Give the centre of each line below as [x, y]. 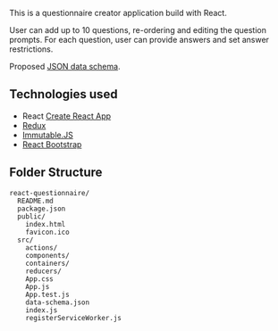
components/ [47, 255]
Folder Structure [56, 173]
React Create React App [67, 116]
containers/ [47, 263]
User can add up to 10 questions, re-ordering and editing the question [138, 30]
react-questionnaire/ [50, 193]
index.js [42, 310]
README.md [35, 201]
